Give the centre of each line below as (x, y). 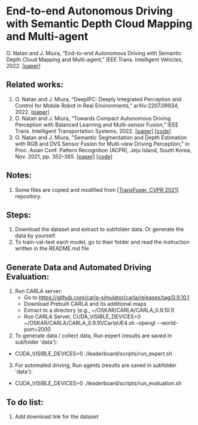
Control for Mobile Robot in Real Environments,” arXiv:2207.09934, (97, 106)
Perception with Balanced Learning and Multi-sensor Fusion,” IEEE (97, 125)
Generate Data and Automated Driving (79, 267)
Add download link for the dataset (57, 417)
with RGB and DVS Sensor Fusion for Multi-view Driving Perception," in (102, 144)
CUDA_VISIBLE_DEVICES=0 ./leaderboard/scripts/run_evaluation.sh (98, 383)
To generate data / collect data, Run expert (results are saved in (93, 336)
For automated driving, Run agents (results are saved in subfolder (95, 365)
